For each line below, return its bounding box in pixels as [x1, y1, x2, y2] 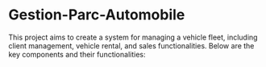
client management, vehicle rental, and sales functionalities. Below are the [8, 40, 255, 50]
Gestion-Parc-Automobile [8, 6, 185, 24]
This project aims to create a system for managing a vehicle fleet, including [8, 32, 258, 42]
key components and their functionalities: [8, 49, 146, 59]
